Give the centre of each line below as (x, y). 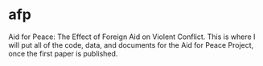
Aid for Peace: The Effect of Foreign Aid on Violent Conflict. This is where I (132, 37)
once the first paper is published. (63, 53)
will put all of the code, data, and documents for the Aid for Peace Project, (131, 45)
